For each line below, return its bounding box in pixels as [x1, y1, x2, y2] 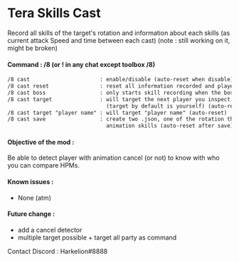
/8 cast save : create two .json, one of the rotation [7, 116, 224, 123]
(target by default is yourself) [105, 102, 205, 110]
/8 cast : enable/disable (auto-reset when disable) [7, 76, 234, 83]
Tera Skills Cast [7, 5, 101, 21]
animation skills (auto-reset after [105, 123, 215, 130]
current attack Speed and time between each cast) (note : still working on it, [7, 36, 230, 44]
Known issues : [7, 177, 54, 186]
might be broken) [7, 43, 58, 52]
